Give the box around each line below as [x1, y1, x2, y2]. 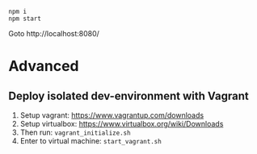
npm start [8, 15, 42, 23]
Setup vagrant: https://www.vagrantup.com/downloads [19, 110, 204, 120]
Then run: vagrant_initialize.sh [19, 127, 131, 137]
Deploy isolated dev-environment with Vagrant [8, 89, 249, 102]
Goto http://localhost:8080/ [8, 29, 99, 38]
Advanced [8, 57, 79, 76]
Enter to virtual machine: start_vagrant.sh [19, 136, 162, 145]
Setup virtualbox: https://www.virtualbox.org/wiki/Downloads [19, 119, 224, 128]
